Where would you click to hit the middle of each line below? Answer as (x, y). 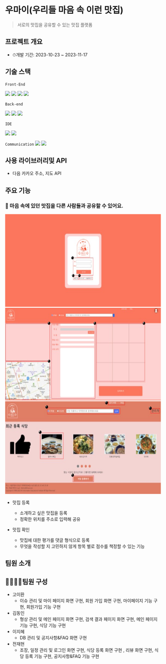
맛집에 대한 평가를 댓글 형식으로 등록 (55, 540)
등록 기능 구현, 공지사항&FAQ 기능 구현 (62, 656)
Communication (20, 144)
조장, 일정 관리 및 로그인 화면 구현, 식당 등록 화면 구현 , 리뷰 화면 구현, (86, 650)
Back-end (14, 104)
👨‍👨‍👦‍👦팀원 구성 (26, 582)
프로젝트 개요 (24, 42)
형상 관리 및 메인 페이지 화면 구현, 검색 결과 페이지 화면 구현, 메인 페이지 (89, 619)
